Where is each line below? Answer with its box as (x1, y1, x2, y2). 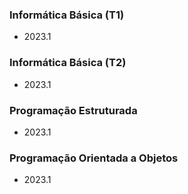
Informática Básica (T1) (9, 8, 125, 22)
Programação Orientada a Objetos (9, 151, 179, 165)
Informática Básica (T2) (9, 56, 127, 70)
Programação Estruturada (9, 103, 138, 117)
